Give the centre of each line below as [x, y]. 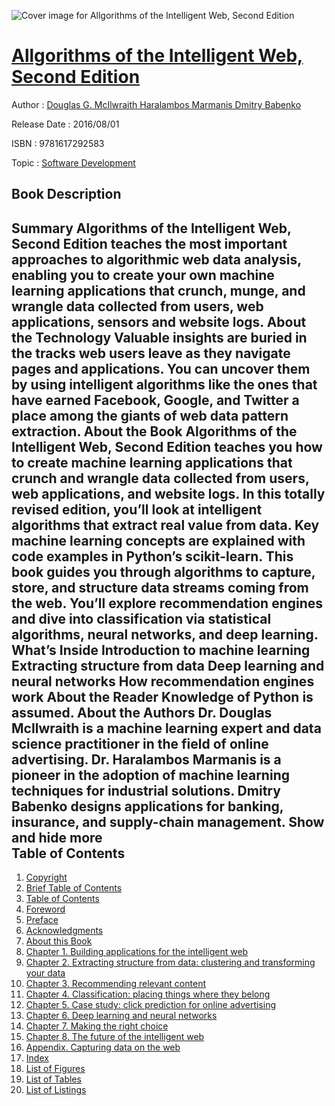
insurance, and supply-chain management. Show [168, 821]
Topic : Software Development [73, 162]
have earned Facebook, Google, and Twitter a [155, 400]
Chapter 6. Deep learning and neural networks [121, 1016]
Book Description [66, 194]
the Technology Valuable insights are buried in [159, 337]
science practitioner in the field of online [140, 743]
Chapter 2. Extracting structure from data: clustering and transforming [170, 962]
